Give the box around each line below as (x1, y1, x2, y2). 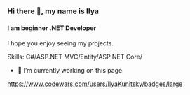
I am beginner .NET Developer (7, 24, 97, 32)
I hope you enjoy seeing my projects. (7, 39, 114, 47)
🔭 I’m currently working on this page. (17, 66, 124, 75)
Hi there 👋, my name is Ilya (7, 6, 100, 16)
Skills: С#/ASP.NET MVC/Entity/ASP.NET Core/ (7, 52, 142, 61)
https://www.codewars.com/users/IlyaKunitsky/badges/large (7, 80, 183, 88)
